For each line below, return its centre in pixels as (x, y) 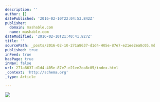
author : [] (16, 14)
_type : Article (20, 77)
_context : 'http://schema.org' (37, 73)
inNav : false (18, 63)
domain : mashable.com (31, 28)
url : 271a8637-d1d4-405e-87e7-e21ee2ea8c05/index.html (62, 68)
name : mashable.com (29, 32)
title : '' (15, 41)
